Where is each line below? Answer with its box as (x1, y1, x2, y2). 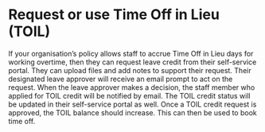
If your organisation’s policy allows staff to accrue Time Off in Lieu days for (8, 49, 254, 58)
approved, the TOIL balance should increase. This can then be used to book (8, 107, 257, 117)
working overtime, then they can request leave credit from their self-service (8, 57, 257, 67)
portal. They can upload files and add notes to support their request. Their (8, 65, 252, 75)
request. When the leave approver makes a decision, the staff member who (8, 82, 255, 92)
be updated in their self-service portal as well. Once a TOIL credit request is (8, 99, 257, 109)
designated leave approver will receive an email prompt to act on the (8, 74, 233, 83)
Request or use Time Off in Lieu (8, 6, 220, 24)
